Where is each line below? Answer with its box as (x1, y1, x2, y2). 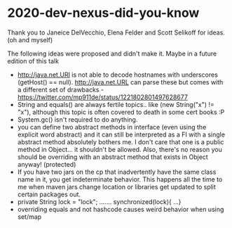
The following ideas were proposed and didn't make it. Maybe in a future (7, 49, 217, 58)
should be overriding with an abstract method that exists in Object (17, 153, 208, 161)
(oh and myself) (7, 35, 53, 44)
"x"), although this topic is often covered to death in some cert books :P (17, 108, 225, 116)
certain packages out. (17, 190, 81, 198)
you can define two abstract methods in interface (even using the (17, 122, 207, 131)
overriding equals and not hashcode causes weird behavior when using (17, 205, 224, 213)
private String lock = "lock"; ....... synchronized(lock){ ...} (17, 197, 182, 205)
